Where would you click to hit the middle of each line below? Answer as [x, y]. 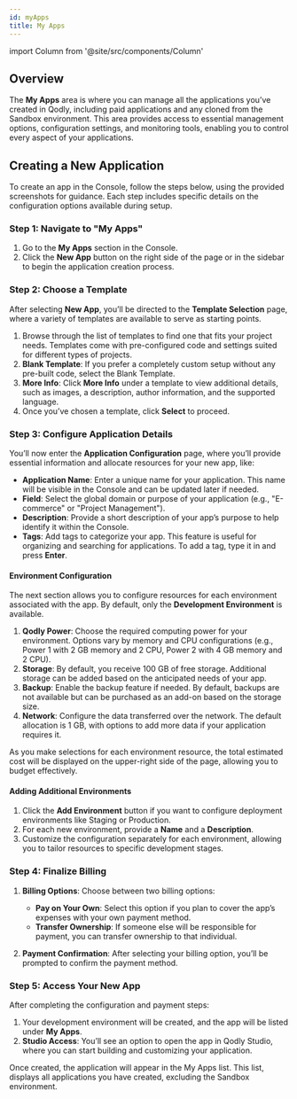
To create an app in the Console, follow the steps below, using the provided [147, 187]
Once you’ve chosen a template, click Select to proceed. [126, 411]
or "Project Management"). [116, 508]
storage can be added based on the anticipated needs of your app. [145, 678]
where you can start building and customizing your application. [137, 1050]
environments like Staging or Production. [96, 820]
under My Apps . [52, 1032]
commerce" [43, 508]
